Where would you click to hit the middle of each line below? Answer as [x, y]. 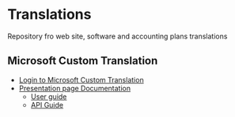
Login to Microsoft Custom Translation [81, 79]
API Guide [47, 104]
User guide [49, 97]
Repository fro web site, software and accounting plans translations [117, 36]
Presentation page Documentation [75, 88]
